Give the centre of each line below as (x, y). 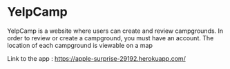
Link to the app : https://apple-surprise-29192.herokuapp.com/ (97, 58)
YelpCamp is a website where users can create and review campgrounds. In (115, 31)
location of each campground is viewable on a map (80, 45)
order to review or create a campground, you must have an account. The (111, 38)
